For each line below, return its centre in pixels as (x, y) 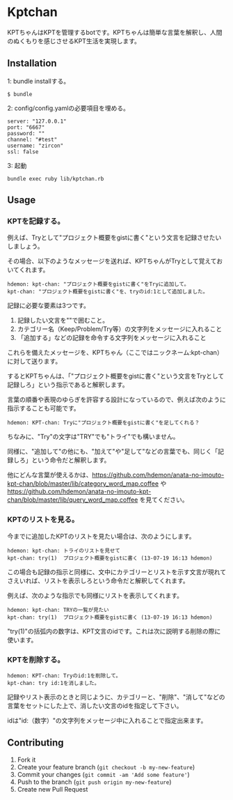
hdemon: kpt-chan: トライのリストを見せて (64, 551)
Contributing (35, 743)
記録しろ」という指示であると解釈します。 (68, 385)
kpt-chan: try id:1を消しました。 (54, 684)
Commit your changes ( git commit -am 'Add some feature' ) (103, 774)
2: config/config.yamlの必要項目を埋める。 (69, 108)
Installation (32, 63)
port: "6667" (26, 127)
